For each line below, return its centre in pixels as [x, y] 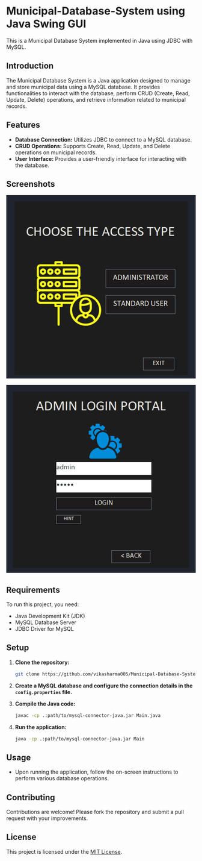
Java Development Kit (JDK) [50, 616]
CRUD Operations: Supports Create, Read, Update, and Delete [92, 146]
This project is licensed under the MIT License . [64, 851]
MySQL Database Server [46, 622]
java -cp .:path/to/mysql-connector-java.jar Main [80, 739]
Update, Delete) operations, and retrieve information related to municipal [96, 99]
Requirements [33, 590]
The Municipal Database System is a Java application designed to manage [98, 80]
